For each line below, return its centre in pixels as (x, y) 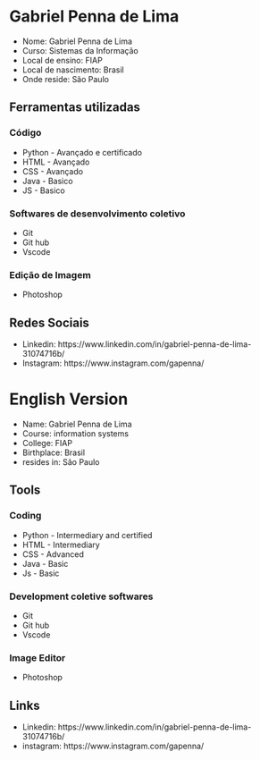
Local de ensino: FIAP (62, 60)
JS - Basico (43, 190)
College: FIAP (47, 443)
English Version (69, 399)
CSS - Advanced (53, 554)
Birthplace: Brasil (54, 452)
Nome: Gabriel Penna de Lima (77, 41)
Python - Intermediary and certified (87, 535)
